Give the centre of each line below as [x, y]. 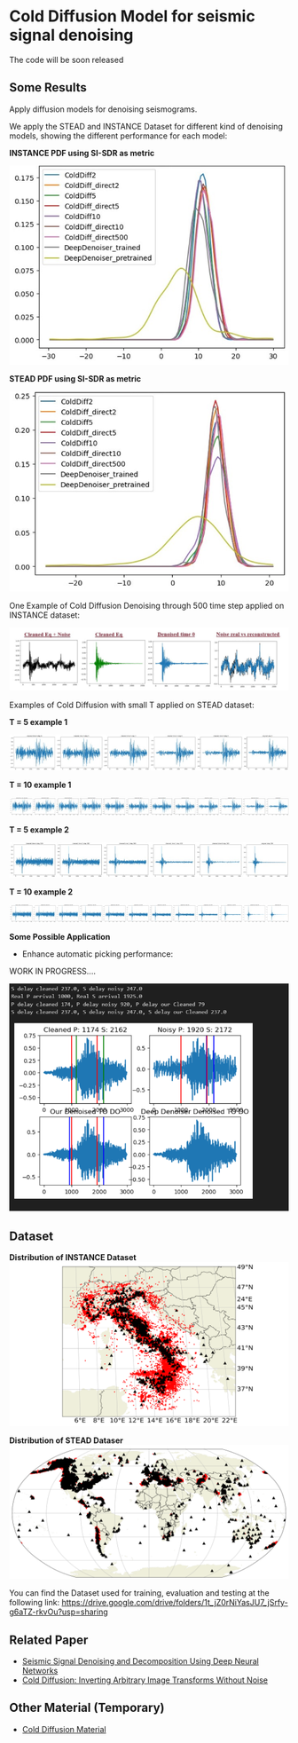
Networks [40, 1671]
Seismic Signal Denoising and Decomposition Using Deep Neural [140, 1661]
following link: [35, 1603]
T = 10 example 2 [41, 892]
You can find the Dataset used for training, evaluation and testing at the [139, 1593]
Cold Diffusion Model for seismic [132, 16]
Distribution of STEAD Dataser [67, 1440]
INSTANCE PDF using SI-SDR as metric [82, 153]
